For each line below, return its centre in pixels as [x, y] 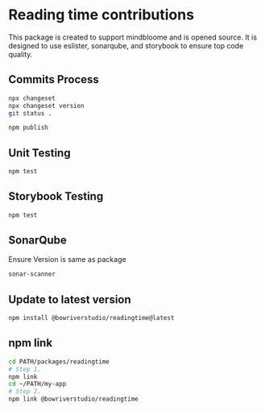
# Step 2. [25, 392]
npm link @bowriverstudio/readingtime [73, 399]
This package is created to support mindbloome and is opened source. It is [133, 37]
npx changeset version [46, 106]
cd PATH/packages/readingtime [59, 361]
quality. [21, 54]
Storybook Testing [56, 196]
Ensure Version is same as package [67, 259]
